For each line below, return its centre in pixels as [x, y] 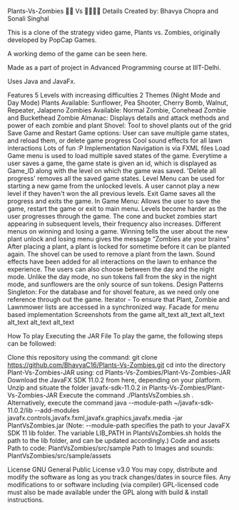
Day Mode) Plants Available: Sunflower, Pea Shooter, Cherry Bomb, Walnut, [118, 103]
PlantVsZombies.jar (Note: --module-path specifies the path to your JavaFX [119, 425]
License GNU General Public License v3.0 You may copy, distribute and [112, 469]
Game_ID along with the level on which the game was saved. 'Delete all [112, 171]
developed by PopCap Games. [52, 40]
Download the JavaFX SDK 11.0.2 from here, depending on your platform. [115, 380]
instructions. [26, 500]
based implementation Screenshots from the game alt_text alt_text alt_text [116, 314]
